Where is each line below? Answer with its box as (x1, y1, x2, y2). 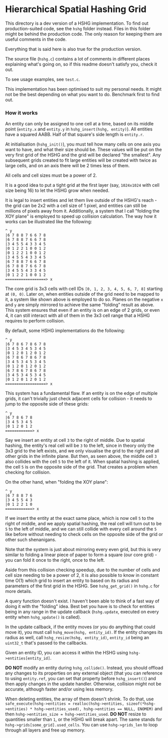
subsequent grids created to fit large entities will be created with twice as (5, 157, 157, 163)
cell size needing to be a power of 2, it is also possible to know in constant (5, 572, 159, 578)
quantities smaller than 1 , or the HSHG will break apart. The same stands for (5, 716, 162, 722)
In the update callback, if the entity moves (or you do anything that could (5, 624, 155, 630)
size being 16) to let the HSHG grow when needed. (5, 187, 109, 193)
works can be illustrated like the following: (5, 219, 92, 225)
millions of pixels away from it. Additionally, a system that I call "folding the (5, 208, 159, 214)
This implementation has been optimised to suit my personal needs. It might (5, 86, 162, 92)
